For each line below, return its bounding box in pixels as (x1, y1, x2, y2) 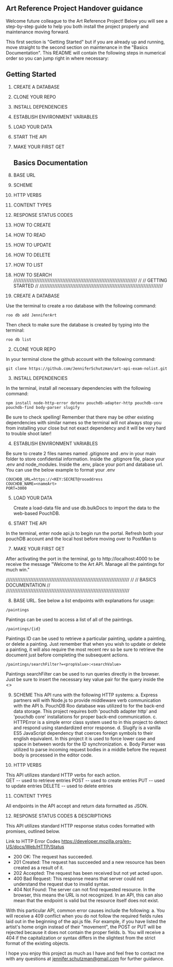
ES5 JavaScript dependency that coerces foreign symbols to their (13, 730, 153, 736)
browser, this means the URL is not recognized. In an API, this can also (13, 892, 163, 898)
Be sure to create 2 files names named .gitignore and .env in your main (6, 451, 156, 457)
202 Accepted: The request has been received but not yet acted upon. (13, 870, 163, 876)
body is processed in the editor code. (13, 752, 93, 758)
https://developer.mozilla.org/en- (61, 838, 132, 844)
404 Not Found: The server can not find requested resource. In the (13, 887, 155, 893)
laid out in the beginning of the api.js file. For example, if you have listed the (6, 919, 166, 925)
